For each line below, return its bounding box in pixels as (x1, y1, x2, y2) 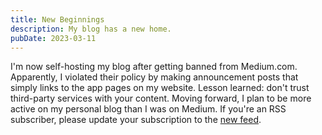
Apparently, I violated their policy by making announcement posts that (10, 71, 299, 83)
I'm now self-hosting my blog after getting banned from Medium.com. (10, 61, 298, 73)
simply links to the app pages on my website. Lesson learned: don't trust (10, 82, 310, 94)
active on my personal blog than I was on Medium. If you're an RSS (10, 103, 287, 115)
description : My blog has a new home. (10, 24, 172, 34)
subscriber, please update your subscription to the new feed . (10, 114, 262, 126)
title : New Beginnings (10, 14, 105, 25)
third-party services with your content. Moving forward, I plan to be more (10, 92, 312, 105)
